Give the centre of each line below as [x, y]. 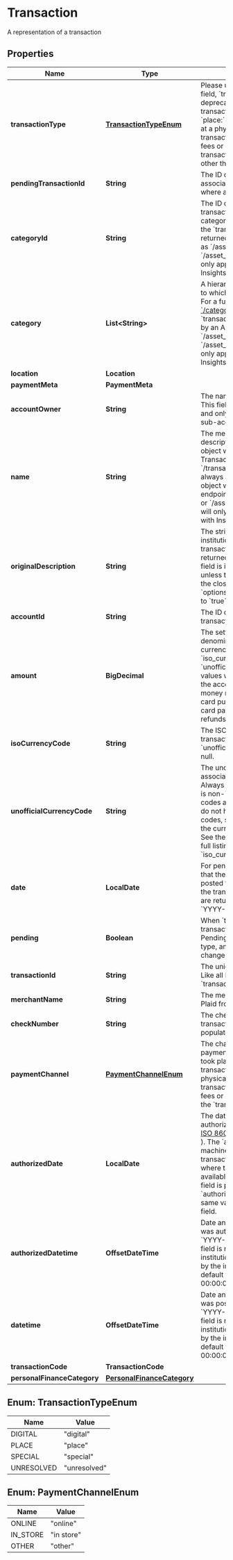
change [213, 955]
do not [211, 811]
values [212, 675]
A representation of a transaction [54, 32]
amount [24, 675]
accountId [28, 616]
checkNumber [35, 1024]
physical [214, 1078]
